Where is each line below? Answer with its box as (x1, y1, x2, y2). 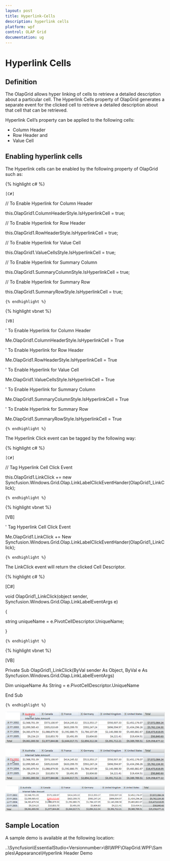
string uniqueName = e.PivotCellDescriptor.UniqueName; (5, 618, 124, 624)
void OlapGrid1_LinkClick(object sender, (5, 593, 89, 599)
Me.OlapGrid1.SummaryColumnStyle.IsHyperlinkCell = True (5, 396, 129, 402)
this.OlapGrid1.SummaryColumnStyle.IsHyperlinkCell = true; (5, 269, 130, 275)
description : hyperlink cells (5, 19, 69, 24)
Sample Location (5, 821, 60, 830)
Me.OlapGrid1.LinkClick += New (5, 533, 72, 540)
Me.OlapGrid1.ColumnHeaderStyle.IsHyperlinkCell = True (5, 337, 124, 343)
